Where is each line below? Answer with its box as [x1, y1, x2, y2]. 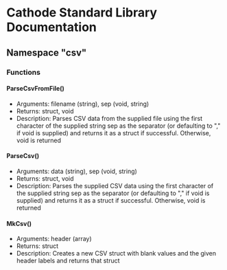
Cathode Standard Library [6, 5, 158, 21]
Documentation [6, 19, 97, 35]
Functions [6, 67, 40, 77]
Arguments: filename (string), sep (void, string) [16, 100, 150, 108]
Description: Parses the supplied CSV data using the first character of [16, 181, 214, 190]
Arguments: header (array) [16, 235, 92, 243]
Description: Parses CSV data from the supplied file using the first [16, 114, 203, 122]
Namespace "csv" [6, 47, 87, 58]
